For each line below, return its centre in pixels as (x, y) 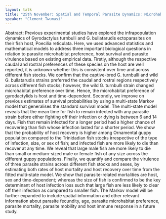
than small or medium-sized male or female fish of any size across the (77, 154)
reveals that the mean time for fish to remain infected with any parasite (77, 112)
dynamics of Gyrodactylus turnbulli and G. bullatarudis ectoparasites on (78, 38)
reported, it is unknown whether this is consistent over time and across (77, 70)
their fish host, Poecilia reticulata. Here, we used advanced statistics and (79, 44)
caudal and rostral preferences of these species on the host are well (75, 64)
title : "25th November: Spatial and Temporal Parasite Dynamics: (74, 14)
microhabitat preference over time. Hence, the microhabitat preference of (80, 91)
